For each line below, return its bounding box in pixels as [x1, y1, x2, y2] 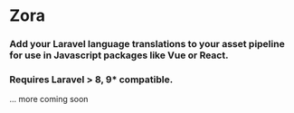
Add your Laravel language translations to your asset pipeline [9, 38, 285, 51]
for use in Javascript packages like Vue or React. [9, 49, 229, 61]
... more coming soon [9, 94, 89, 105]
